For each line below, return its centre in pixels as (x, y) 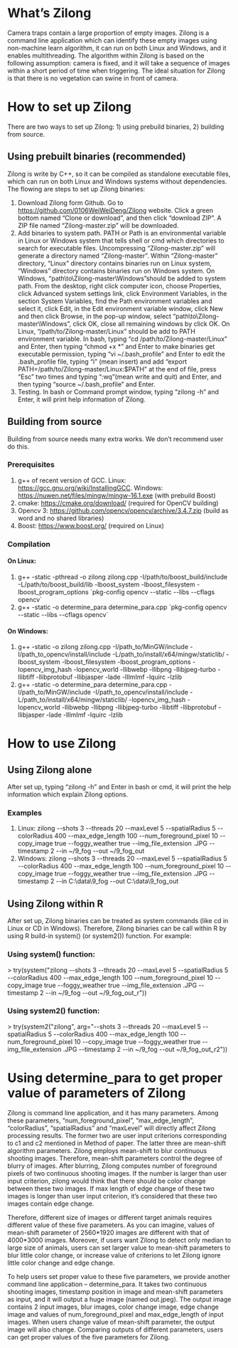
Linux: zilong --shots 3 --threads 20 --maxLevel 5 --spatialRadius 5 (117, 828)
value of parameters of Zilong (97, 1093)
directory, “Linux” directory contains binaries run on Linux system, (114, 263)
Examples (25, 813)
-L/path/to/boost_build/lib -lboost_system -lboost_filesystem (106, 584)
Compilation (29, 544)
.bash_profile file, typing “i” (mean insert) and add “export (102, 362)
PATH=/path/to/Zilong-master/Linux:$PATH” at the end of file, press (117, 369)
